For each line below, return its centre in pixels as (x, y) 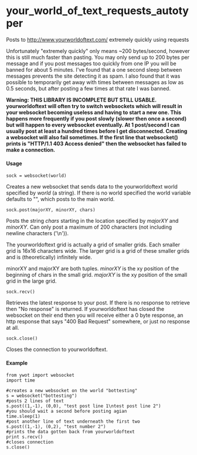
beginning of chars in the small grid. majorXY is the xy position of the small (97, 275)
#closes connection (30, 442)
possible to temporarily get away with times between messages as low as (95, 82)
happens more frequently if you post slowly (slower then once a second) (96, 118)
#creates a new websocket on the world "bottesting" (72, 391)
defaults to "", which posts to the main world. (60, 199)
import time (21, 380)
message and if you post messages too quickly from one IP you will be (91, 63)
